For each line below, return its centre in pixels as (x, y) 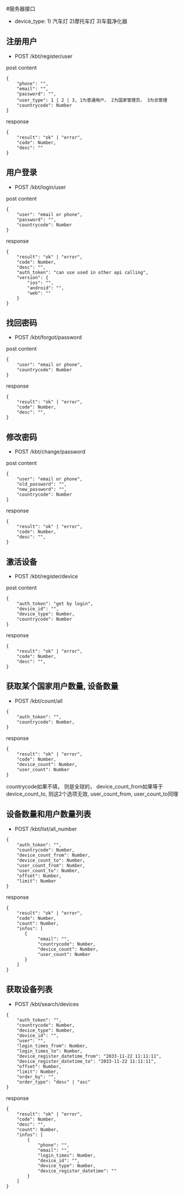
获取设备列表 (29, 989)
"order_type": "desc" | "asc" (54, 1082)
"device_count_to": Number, (51, 860)
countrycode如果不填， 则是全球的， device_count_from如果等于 (85, 786)
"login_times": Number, (66, 1155)
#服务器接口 (21, 9)
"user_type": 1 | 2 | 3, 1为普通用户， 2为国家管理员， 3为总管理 (92, 100)
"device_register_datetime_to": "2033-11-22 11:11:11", (87, 1061)
